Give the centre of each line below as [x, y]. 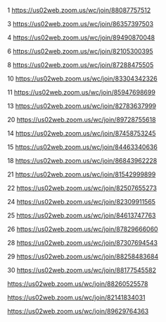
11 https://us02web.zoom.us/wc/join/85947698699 [82, 92]
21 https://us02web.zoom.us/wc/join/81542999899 [82, 174]
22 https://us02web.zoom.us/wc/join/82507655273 [82, 188]
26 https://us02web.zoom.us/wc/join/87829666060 [83, 229]
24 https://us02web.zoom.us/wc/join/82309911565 [82, 202]
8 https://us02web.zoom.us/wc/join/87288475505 [81, 65]
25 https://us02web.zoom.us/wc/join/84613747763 [82, 215]
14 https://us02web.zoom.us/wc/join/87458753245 [82, 133]
